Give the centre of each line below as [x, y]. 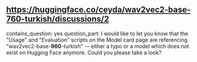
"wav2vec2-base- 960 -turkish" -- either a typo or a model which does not [98, 46]
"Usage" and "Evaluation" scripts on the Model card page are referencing [97, 40]
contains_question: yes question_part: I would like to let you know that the [97, 33]
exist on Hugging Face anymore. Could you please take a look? [84, 52]
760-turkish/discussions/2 [58, 19]
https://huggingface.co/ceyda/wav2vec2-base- [99, 10]
